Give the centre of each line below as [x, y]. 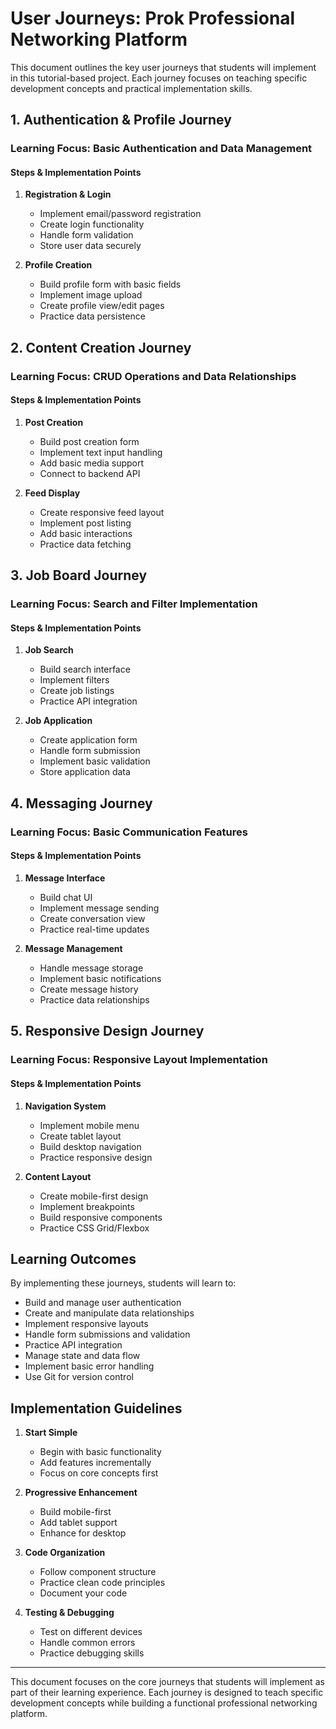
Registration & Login [68, 194]
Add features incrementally [95, 1463]
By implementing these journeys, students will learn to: [123, 1283]
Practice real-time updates [94, 929]
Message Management [73, 948]
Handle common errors [87, 1643]
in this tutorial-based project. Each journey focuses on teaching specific [159, 78]
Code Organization [65, 1553]
